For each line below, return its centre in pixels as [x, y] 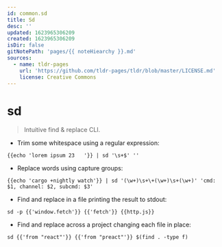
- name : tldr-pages [41, 64]
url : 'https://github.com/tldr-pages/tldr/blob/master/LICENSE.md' [118, 70]
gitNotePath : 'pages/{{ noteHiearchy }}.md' [72, 52]
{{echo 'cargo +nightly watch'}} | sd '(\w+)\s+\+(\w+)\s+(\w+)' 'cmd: [111, 181]
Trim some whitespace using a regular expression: [88, 143]
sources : [20, 58]
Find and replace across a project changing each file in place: [104, 225]
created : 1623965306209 [41, 39]
